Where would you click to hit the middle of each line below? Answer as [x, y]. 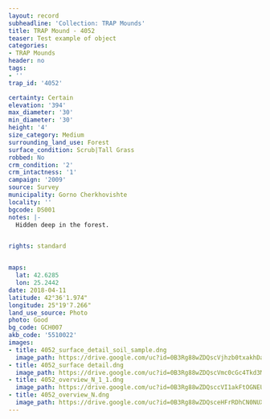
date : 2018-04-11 [37, 290]
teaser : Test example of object [62, 38]
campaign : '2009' [37, 180]
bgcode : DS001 [32, 210]
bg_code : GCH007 [35, 328]
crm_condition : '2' [41, 165]
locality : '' [30, 202]
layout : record [34, 16]
